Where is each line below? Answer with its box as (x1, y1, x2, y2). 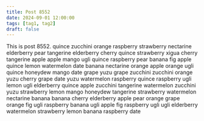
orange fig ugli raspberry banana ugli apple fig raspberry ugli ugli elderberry (6, 101, 198, 109)
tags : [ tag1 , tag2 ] (6, 20, 56, 26)
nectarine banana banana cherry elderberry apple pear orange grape (6, 95, 180, 102)
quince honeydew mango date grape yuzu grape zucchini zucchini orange (6, 68, 193, 76)
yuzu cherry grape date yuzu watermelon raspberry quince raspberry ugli (6, 75, 192, 82)
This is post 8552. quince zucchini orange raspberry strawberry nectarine (6, 43, 192, 50)
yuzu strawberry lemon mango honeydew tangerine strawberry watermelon (6, 88, 197, 95)
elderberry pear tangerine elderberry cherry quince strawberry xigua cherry (6, 50, 198, 57)
